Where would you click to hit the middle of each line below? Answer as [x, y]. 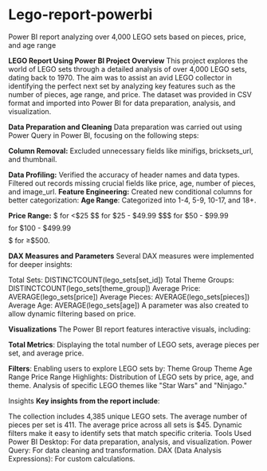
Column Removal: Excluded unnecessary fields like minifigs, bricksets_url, [131, 151]
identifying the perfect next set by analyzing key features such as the [122, 86]
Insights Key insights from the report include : [84, 401]
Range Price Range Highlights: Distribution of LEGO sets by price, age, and [131, 377]
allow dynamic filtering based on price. [72, 313]
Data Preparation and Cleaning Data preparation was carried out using [125, 127]
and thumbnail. [33, 159]
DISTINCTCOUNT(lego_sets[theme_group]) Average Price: [104, 288]
